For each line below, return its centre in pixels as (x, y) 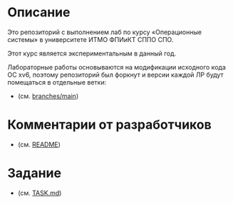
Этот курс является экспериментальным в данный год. (92, 53)
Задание (35, 173)
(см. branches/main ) (48, 96)
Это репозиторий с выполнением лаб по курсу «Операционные (104, 32)
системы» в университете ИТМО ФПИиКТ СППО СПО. (90, 39)
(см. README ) (39, 144)
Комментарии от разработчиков (109, 125)
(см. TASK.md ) (40, 193)
